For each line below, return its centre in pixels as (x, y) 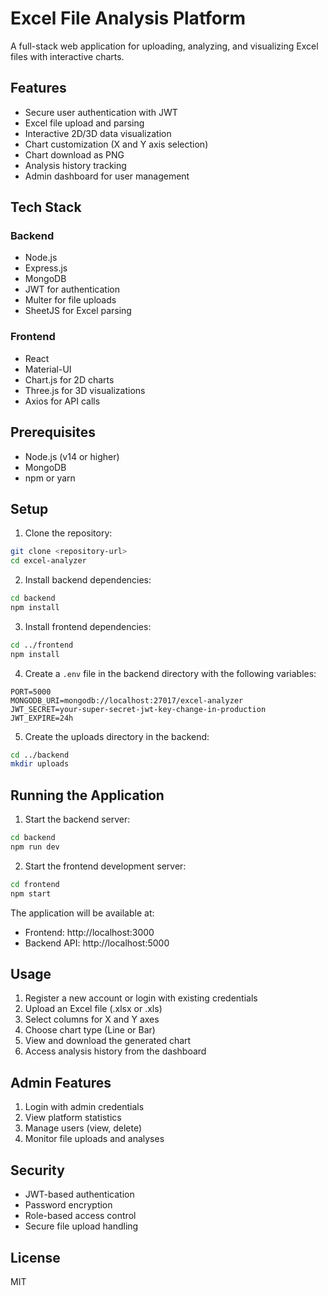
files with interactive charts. (67, 56)
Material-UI (48, 369)
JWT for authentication (72, 289)
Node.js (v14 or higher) (72, 456)
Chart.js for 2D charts (69, 379)
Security (37, 1170)
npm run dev (35, 847)
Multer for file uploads (70, 300)
